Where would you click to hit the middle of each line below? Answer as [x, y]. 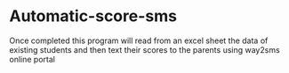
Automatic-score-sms [93, 16]
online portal [32, 59]
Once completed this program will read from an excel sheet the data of [139, 40]
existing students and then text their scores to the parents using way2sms [144, 49]
